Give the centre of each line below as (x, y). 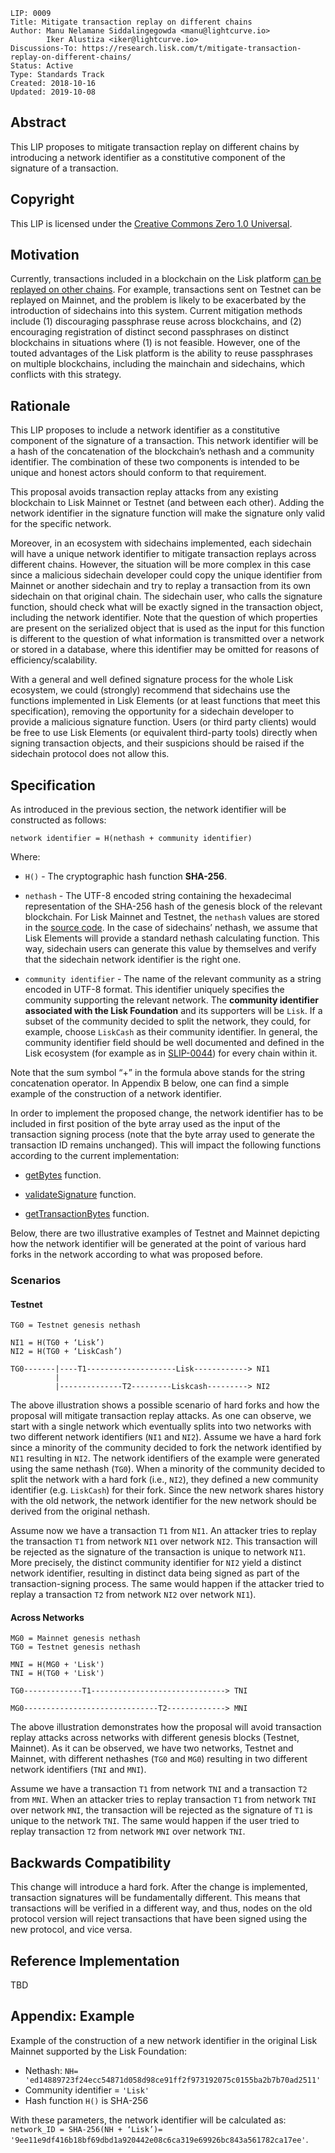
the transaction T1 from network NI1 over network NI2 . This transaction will (164, 1541)
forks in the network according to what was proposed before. (136, 1255)
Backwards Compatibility (91, 1862)
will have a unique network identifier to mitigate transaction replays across (163, 554)
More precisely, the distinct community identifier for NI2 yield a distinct (156, 1563)
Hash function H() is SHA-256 (86, 2100)
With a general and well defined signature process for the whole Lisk (152, 680)
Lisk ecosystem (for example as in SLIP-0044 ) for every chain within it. (171, 1053)
